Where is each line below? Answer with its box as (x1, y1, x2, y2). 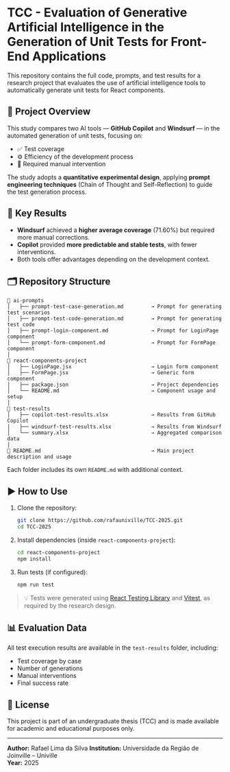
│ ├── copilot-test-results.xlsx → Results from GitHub (7, 411, 216, 418)
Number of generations (16, 664, 84, 672)
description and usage (7, 453, 72, 461)
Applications (31, 49, 107, 65)
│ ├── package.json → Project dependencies (7, 381, 219, 389)
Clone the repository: (16, 503, 77, 512)
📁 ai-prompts (7, 297, 44, 304)
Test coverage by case (16, 657, 82, 666)
